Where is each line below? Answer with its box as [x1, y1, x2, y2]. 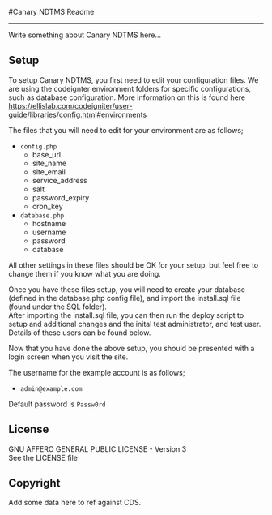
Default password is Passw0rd [8, 399, 106, 409]
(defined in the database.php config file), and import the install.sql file [8, 293, 241, 303]
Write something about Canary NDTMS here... [8, 30, 162, 40]
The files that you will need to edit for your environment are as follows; [8, 125, 244, 135]
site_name [32, 158, 67, 168]
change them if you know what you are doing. [8, 268, 162, 278]
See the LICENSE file [8, 453, 79, 462]
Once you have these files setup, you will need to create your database [8, 284, 245, 294]
